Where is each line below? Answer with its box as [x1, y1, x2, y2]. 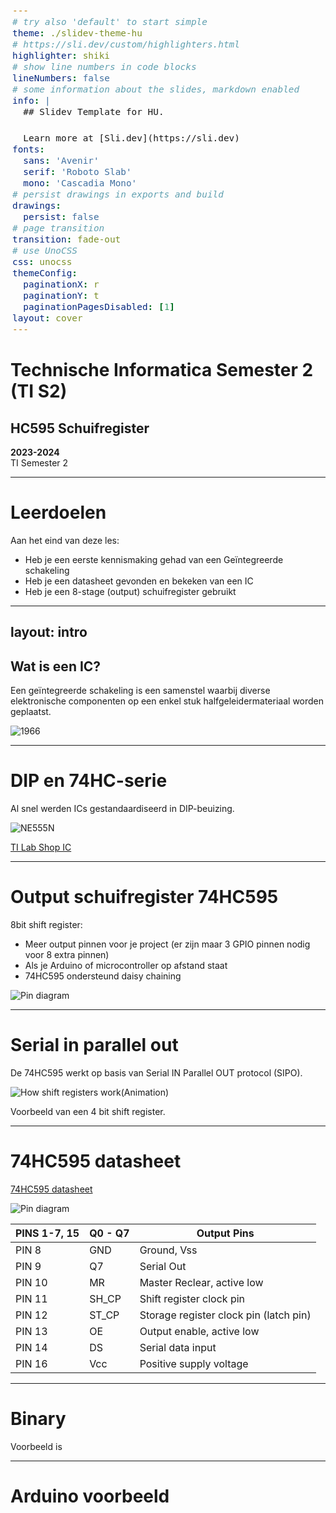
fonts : [12, 144, 45, 155]
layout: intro [10, 624, 88, 641]
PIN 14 [15, 1340, 48, 1354]
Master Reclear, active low [139, 1275, 264, 1289]
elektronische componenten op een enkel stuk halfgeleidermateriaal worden [10, 695, 325, 707]
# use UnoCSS [12, 245, 78, 256]
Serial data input [139, 1340, 217, 1354]
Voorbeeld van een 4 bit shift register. [10, 1105, 166, 1117]
